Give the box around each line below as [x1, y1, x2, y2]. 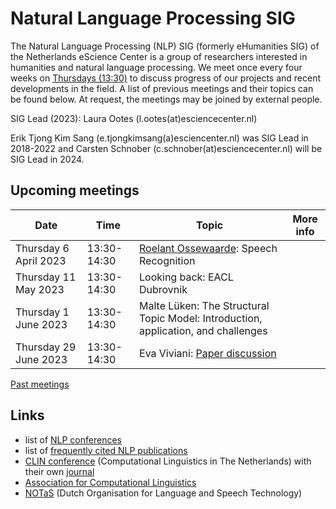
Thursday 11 [15, 270, 77, 284]
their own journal [24, 465, 95, 477]
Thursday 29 [15, 340, 77, 354]
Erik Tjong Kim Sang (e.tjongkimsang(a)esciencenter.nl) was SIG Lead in [10, 132, 309, 144]
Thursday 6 [15, 241, 70, 255]
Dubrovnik [139, 282, 188, 296]
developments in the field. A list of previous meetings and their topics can [10, 82, 314, 94]
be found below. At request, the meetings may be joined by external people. [10, 93, 323, 105]
